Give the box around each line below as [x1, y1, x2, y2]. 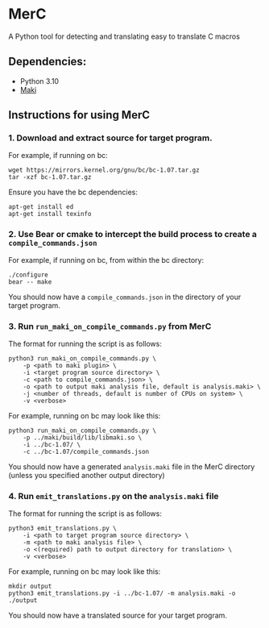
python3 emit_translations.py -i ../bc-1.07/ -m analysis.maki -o [8, 589, 236, 597]
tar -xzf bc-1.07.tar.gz [8, 173, 92, 181]
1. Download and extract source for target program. [8, 132, 213, 143]
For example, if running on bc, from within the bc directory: [8, 255, 204, 264]
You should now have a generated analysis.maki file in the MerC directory [8, 462, 255, 472]
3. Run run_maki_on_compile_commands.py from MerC [8, 320, 212, 331]
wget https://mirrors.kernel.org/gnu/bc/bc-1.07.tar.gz [8, 166, 200, 174]
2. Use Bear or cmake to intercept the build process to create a [8, 229, 258, 240]
